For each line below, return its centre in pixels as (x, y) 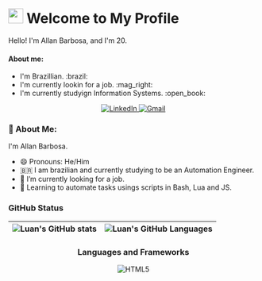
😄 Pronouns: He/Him (54, 162)
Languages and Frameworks (133, 252)
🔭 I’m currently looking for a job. (72, 179)
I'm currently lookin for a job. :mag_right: (86, 85)
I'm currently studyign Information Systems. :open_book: (113, 93)
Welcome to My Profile (103, 19)
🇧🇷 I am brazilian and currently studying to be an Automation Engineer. (137, 170)
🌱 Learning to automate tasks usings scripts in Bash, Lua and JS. (125, 187)
